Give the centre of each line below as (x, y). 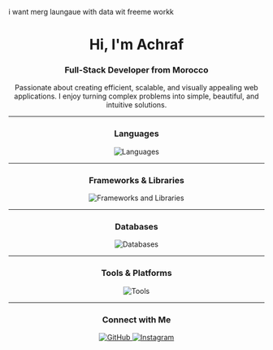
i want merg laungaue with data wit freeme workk (91, 12)
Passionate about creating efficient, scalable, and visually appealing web (136, 88)
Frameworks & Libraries (136, 180)
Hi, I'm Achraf (136, 45)
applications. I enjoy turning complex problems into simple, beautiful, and (136, 96)
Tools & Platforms (136, 273)
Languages (136, 133)
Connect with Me (136, 319)
